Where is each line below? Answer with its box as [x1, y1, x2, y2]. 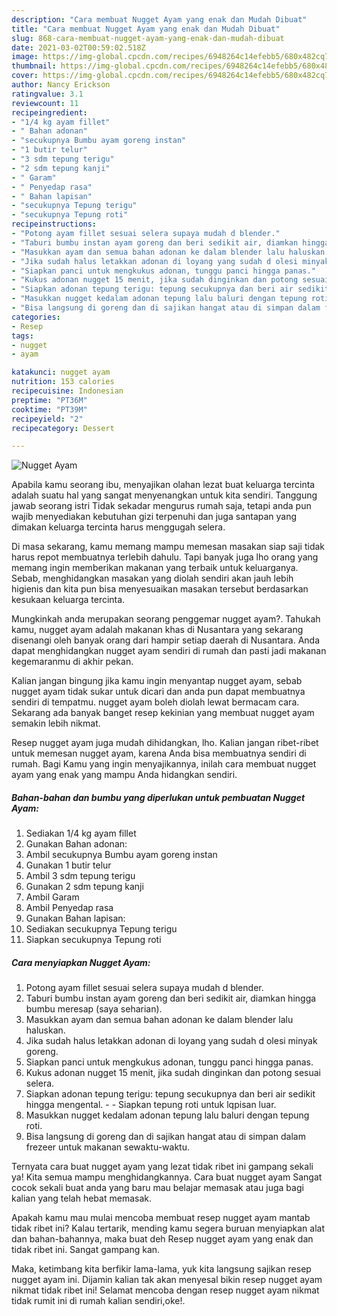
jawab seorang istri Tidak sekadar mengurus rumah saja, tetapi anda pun [11, 500, 312, 512]
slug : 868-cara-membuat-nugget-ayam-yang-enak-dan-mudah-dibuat [11, 33, 285, 43]
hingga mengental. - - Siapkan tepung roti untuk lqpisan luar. [25, 1099, 277, 1111]
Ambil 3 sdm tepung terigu [25, 870, 136, 882]
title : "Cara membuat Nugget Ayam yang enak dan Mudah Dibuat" [11, 24, 281, 34]
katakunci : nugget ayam [11, 367, 111, 378]
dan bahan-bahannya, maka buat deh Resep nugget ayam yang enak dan [11, 1233, 314, 1245]
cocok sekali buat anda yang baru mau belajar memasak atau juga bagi [11, 1182, 304, 1194]
